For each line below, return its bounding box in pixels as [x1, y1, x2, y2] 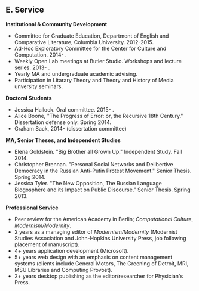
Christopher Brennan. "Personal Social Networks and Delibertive [14, 160, 173, 168]
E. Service [5, 5, 44, 15]
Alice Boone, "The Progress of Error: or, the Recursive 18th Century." [14, 112, 183, 119]
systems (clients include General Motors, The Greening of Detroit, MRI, [14, 259, 189, 267]
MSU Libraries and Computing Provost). [14, 266, 113, 273]
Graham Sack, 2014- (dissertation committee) [14, 125, 127, 132]
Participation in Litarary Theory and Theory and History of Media [14, 76, 174, 83]
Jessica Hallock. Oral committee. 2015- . [14, 106, 114, 113]
